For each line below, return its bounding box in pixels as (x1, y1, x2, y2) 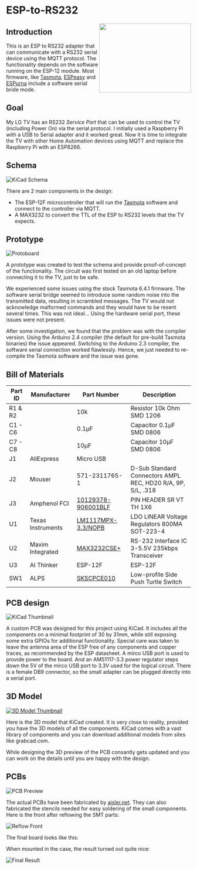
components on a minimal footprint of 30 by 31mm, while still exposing (6, 631, 177, 638)
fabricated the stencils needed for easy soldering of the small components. (6, 804, 188, 812)
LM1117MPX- (76, 517, 118, 525)
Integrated (29, 548, 59, 556)
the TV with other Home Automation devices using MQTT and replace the (6, 137, 184, 144)
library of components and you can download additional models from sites (6, 731, 186, 738)
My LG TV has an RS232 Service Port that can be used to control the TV (6, 118, 181, 125)
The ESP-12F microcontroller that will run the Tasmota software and (14, 199, 178, 206)
